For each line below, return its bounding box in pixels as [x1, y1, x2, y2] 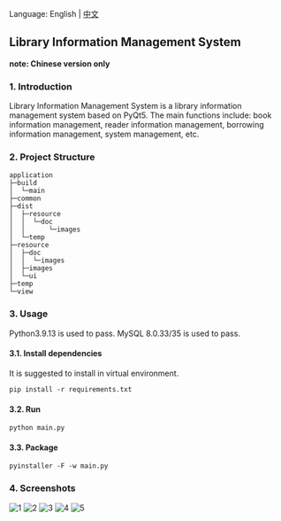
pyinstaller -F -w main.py [9, 462, 109, 470]
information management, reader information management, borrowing [9, 120, 265, 130]
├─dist [9, 202, 34, 211]
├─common [9, 194, 42, 203]
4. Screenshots [9, 482, 77, 494]
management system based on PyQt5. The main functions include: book [9, 110, 272, 121]
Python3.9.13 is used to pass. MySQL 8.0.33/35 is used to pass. [9, 328, 241, 338]
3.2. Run [9, 403, 42, 415]
